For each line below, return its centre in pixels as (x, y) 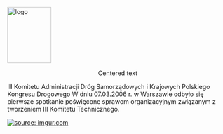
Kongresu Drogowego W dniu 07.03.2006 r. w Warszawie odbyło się (106, 94)
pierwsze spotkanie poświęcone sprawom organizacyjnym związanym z (111, 101)
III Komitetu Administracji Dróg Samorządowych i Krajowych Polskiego (109, 87)
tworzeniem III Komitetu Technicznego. (63, 109)
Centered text (118, 73)
